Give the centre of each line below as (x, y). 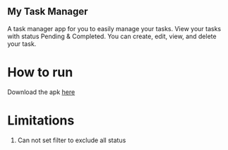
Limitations (41, 120)
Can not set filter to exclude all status (72, 140)
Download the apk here (41, 92)
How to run (40, 72)
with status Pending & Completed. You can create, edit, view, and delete (112, 36)
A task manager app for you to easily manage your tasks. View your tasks (114, 28)
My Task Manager (48, 12)
